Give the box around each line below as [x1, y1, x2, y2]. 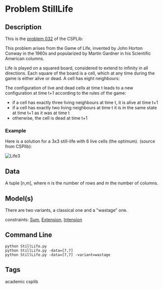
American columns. [5, 56, 45, 62]
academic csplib [5, 278, 38, 284]
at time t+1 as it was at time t [12, 110, 70, 116]
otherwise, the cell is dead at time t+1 [12, 115, 88, 121]
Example [5, 127, 26, 134]
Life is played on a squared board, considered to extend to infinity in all [5, 65, 148, 71]
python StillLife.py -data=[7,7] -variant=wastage [5, 252, 111, 257]
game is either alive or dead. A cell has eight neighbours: [5, 76, 120, 81]
